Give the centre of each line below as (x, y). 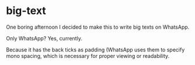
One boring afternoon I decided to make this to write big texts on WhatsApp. (98, 27)
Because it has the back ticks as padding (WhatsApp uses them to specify (95, 49)
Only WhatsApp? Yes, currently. (44, 38)
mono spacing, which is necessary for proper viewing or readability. (88, 56)
